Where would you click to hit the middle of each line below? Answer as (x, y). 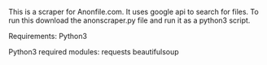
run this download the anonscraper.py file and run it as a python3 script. (129, 20)
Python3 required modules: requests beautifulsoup (94, 52)
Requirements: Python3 (48, 36)
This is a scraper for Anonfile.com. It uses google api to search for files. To (133, 12)
